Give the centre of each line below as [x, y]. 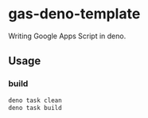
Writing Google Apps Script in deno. [67, 36]
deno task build [35, 108]
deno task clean [35, 100]
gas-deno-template [74, 14]
